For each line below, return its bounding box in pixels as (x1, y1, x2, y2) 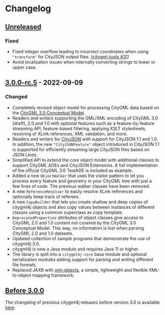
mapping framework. (32, 272, 75, 278)
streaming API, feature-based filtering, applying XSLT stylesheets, (12, 125, 147, 131)
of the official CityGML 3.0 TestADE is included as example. (12, 167, 133, 173)
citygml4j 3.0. (12, 241, 40, 246)
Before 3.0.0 (5, 286, 44, 295)
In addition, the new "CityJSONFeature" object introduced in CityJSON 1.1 (12, 141, 160, 147)
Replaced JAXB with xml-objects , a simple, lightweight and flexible (12, 267, 148, 273)
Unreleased (5, 23, 42, 31)
